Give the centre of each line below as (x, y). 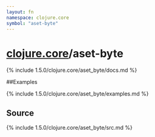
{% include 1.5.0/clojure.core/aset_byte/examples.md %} (77, 94)
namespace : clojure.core (38, 18)
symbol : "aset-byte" (33, 23)
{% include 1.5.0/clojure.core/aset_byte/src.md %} (69, 128)
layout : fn (20, 12)
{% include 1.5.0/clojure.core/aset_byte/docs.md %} (72, 70)
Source (20, 113)
